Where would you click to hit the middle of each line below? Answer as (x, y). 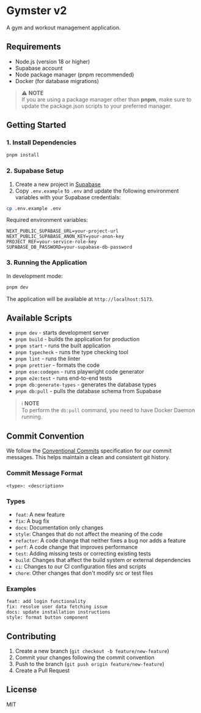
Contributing (31, 636)
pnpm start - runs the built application (63, 345)
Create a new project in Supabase (58, 184)
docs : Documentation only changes (59, 527)
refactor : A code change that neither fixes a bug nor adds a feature (100, 540)
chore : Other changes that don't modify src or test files (84, 573)
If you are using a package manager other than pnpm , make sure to (106, 99)
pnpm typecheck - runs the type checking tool (71, 352)
